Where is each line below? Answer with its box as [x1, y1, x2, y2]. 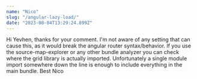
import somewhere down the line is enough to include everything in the [6, 61, 183, 68]
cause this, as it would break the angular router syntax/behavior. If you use [6, 42, 191, 49]
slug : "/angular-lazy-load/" [6, 14, 79, 20]
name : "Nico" [6, 8, 39, 15]
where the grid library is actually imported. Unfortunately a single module [6, 55, 187, 62]
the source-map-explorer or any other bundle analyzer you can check [6, 49, 179, 56]
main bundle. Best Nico [6, 68, 64, 75]
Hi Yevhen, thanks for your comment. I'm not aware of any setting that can [6, 36, 190, 43]
